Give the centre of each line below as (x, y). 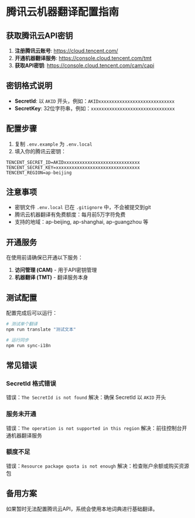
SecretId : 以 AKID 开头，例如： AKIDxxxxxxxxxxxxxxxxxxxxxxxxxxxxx (94, 101)
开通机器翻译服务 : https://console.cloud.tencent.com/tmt (83, 58)
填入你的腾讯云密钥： (40, 151)
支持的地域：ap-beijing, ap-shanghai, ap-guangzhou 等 (81, 222)
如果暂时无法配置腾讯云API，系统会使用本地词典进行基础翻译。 (82, 509)
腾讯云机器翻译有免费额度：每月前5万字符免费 (70, 214)
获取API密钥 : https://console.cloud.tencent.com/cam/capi (84, 65)
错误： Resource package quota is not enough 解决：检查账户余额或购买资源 (97, 466)
